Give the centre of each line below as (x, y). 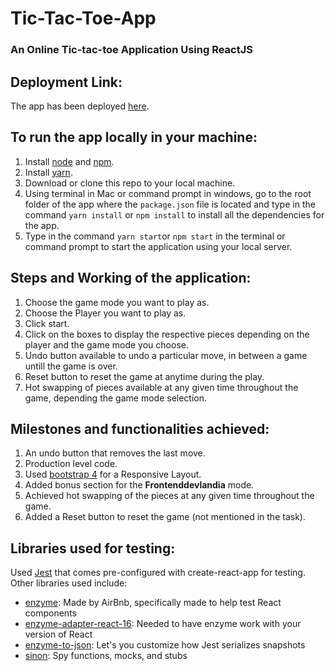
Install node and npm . (69, 161)
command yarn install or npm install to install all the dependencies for (174, 214)
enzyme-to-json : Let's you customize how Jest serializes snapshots (165, 645)
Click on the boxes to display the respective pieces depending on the (167, 334)
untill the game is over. (71, 366)
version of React (58, 634)
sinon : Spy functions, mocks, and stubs (106, 656)
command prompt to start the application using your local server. (158, 246)
